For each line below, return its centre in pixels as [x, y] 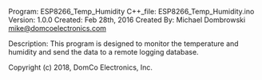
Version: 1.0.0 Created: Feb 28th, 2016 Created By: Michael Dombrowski [127, 20]
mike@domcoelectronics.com [57, 28]
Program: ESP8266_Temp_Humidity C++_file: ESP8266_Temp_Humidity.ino [131, 11]
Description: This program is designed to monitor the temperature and [123, 44]
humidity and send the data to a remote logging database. [103, 52]
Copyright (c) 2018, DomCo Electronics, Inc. [81, 67]
